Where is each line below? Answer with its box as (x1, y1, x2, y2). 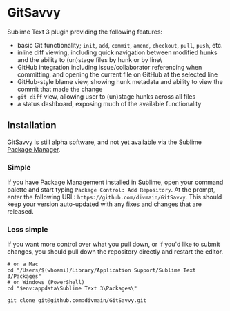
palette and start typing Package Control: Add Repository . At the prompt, (7, 185, 215, 194)
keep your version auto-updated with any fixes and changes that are (7, 200, 202, 208)
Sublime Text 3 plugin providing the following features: (7, 28, 163, 36)
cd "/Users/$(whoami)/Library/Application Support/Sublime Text (7, 267, 196, 274)
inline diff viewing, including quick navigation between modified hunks (17, 48, 218, 57)
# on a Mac (7, 261, 39, 268)
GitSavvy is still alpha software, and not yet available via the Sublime (7, 138, 202, 146)
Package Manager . (7, 145, 61, 153)
